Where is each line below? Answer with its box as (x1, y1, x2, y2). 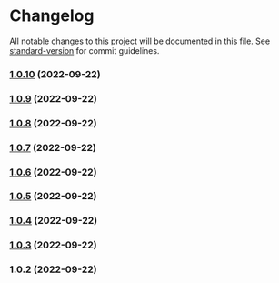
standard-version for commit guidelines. (9, 45, 160, 56)
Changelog (9, 5, 95, 26)
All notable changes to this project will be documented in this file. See (9, 35, 271, 46)
